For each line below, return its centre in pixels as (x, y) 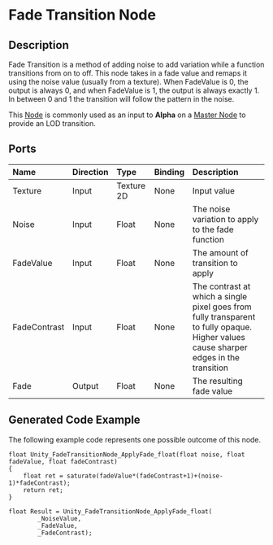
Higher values (219, 337)
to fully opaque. (222, 327)
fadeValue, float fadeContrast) (63, 461)
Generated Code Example (74, 420)
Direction (90, 172)
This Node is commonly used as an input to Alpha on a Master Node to (127, 115)
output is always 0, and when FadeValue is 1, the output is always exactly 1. (134, 90)
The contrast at (221, 286)
